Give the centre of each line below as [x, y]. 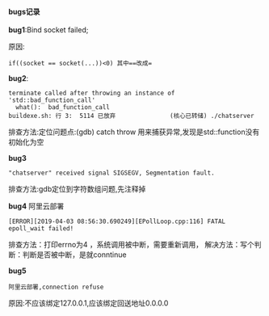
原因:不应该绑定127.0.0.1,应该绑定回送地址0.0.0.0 [88, 303]
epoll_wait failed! [41, 229]
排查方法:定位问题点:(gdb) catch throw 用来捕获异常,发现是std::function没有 [134, 132]
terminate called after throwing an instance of [92, 93]
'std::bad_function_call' [52, 100]
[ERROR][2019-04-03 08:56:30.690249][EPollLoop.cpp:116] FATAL [117, 221]
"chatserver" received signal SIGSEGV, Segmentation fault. [112, 173]
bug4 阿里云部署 [36, 206]
